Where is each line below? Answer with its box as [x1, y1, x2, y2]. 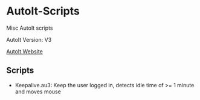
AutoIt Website [6, 47, 44, 55]
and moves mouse [15, 88, 62, 95]
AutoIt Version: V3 [6, 36, 52, 43]
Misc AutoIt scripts [6, 24, 53, 32]
